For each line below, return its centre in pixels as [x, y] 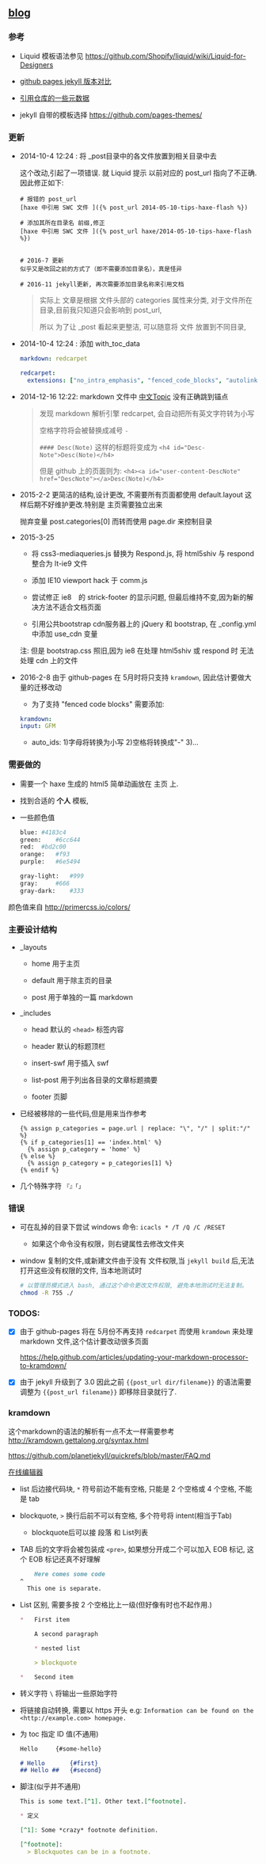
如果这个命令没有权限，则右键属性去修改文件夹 [108, 1244]
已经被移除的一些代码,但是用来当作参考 [83, 1113]
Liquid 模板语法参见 [51, 55]
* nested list [57, 1649]
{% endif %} [39, 1170]
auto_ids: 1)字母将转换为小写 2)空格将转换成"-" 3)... [115, 742]
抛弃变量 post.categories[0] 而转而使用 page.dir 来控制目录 [116, 521]
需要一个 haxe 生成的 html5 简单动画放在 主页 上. [99, 783]
